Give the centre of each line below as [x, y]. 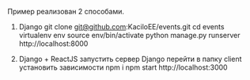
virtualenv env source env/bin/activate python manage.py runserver [129, 35]
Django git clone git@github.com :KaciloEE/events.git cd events [121, 27]
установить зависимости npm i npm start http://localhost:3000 [123, 67]
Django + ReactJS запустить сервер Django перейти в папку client [130, 59]
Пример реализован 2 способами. [66, 11]
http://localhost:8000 [53, 44]
